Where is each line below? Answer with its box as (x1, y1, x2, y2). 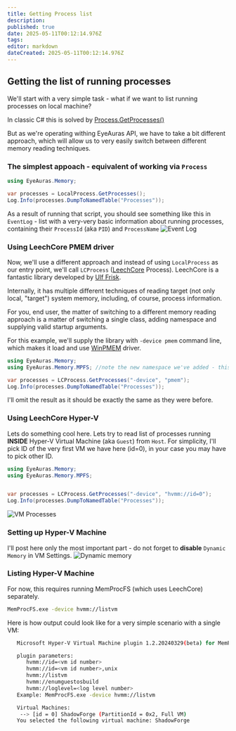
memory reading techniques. (7, 144, 91, 152)
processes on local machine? (7, 101, 92, 110)
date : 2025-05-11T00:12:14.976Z (7, 30, 102, 37)
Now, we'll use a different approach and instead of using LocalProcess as (7, 258, 219, 266)
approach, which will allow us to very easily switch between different (7, 136, 207, 145)
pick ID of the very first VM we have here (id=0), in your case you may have (7, 444, 226, 452)
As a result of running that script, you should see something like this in (7, 209, 211, 218)
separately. (7, 592, 40, 600)
